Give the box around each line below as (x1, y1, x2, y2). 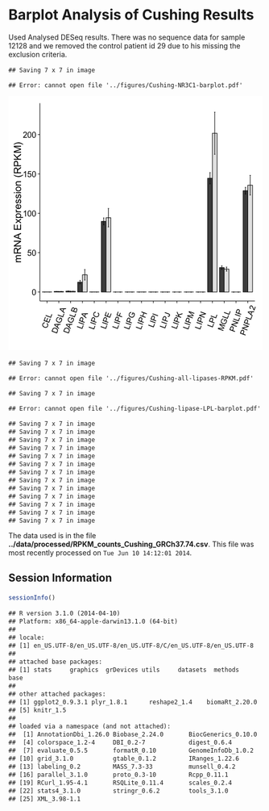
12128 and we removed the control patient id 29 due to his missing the (8, 40, 241, 50)
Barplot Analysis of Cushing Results (8, 6, 255, 24)
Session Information (8, 571, 113, 585)
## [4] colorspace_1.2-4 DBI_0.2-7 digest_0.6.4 (8, 738, 232, 746)
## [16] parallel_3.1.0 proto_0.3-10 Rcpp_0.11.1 (8, 771, 229, 779)
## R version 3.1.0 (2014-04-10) (8, 609, 121, 617)
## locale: (8, 633, 45, 642)
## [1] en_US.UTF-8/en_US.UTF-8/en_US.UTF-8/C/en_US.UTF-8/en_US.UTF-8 (8, 642, 254, 650)
